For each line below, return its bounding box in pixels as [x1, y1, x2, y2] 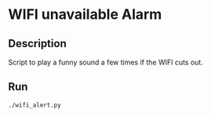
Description [8, 37, 67, 50]
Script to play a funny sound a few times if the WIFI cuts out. [8, 57, 204, 67]
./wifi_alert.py [8, 101, 61, 109]
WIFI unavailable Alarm [8, 5, 162, 24]
